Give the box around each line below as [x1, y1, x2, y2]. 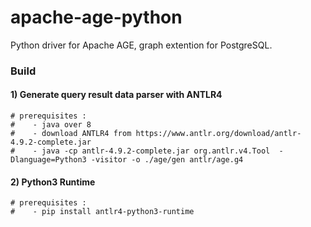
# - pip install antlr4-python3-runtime [10, 207, 195, 217]
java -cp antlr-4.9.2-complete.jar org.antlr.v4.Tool [41, 146, 271, 156]
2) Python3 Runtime [10, 176, 96, 188]
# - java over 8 [10, 120, 92, 130]
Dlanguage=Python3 [10, 155, 87, 165]
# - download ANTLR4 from [10, 129, 132, 139]
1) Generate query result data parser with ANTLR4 [10, 89, 223, 101]
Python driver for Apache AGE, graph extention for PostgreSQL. [10, 39, 273, 51]
